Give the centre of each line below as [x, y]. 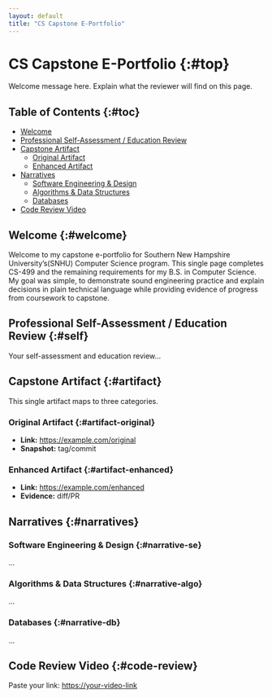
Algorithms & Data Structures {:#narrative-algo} [106, 583]
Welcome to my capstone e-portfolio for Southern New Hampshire [119, 255]
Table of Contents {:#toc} [74, 112]
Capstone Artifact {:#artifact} [85, 382]
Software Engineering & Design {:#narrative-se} [105, 545]
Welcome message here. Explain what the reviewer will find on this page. [131, 86]
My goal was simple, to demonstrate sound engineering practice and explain [136, 281]
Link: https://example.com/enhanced [82, 487]
